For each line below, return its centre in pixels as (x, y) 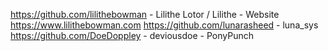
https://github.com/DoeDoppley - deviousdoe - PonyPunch (132, 35)
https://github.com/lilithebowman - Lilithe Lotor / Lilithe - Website (145, 14)
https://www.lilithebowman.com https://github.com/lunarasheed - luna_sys (164, 25)
